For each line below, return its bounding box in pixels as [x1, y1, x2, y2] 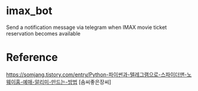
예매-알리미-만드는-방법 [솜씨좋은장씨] [22, 78, 111, 85]
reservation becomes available [6, 30, 81, 37]
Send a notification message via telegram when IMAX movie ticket [6, 24, 167, 31]
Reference [6, 51, 58, 64]
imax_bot [6, 4, 52, 18]
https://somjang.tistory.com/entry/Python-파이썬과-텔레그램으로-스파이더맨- [6, 71, 187, 78]
